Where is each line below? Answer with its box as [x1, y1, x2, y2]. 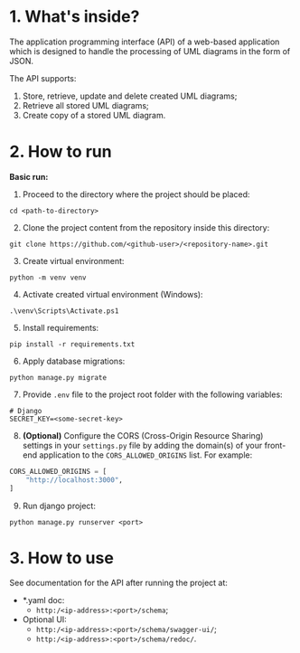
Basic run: [9, 171, 49, 182]
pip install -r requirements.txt [9, 339, 136, 349]
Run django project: [22, 500, 97, 511]
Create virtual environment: [22, 255, 125, 266]
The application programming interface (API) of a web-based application [9, 36, 280, 47]
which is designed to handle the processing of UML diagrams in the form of [9, 45, 291, 56]
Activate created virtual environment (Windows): [22, 289, 203, 299]
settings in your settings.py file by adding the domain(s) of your [22, 440, 263, 450]
